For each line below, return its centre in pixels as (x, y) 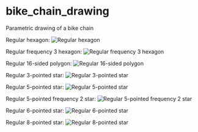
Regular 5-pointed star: (35, 87)
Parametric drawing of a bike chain (50, 28)
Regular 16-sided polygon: (39, 63)
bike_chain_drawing (57, 11)
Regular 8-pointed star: (35, 122)
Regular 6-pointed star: (35, 110)
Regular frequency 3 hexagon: (44, 51)
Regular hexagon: (28, 40)
